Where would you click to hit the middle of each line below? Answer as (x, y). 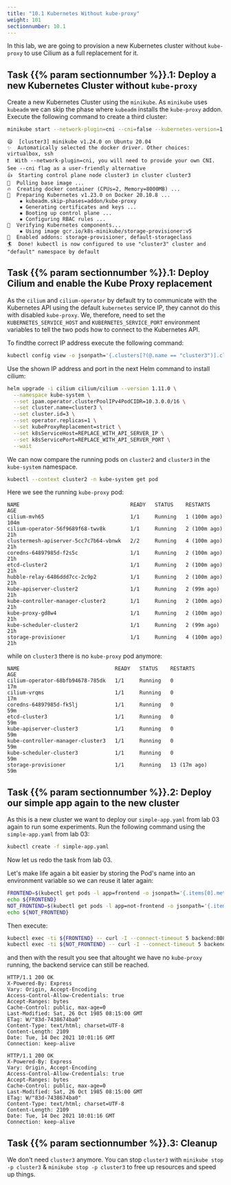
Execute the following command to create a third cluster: (87, 117)
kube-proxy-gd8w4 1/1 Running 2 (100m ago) (115, 613)
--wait (23, 446)
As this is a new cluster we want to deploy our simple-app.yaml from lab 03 (113, 820)
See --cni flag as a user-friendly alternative (77, 169)
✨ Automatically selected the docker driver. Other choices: (99, 148)
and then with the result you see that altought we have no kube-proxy (105, 958)
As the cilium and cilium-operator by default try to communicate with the (112, 300)
